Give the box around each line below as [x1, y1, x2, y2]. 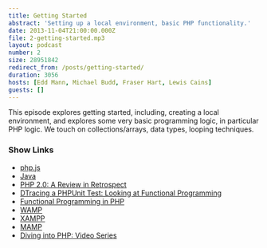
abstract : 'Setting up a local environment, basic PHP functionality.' [8, 19, 251, 27]
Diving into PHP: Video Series [19, 230, 117, 240]
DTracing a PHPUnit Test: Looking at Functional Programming [19, 188, 222, 198]
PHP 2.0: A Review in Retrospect [19, 179, 128, 189]
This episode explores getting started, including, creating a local [8, 108, 219, 117]
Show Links [8, 144, 54, 155]
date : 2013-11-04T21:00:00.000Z [8, 26, 116, 34]
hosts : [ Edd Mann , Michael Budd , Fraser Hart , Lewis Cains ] [8, 78, 213, 86]
